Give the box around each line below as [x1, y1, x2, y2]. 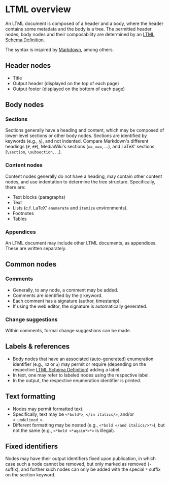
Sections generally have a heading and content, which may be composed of [5, 127, 164, 133]
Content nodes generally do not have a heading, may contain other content [5, 173, 162, 179]
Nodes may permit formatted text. [12, 406, 84, 412]
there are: [5, 184, 26, 190]
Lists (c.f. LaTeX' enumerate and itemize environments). [12, 205, 128, 211]
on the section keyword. [5, 472, 56, 478]
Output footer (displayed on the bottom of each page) [12, 86, 125, 92]
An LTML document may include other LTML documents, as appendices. [5, 240, 157, 246]
